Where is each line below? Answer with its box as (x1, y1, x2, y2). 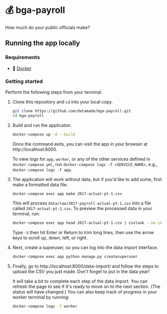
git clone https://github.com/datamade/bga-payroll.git (12, 108, 131, 113)
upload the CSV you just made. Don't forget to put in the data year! (12, 268, 150, 274)
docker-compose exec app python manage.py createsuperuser (12, 254, 138, 259)
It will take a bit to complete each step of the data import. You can (12, 278, 148, 284)
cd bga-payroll (12, 113, 44, 118)
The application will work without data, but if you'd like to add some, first (12, 176, 162, 182)
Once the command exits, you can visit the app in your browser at (12, 141, 148, 147)
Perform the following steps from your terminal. (5, 89, 103, 95)
